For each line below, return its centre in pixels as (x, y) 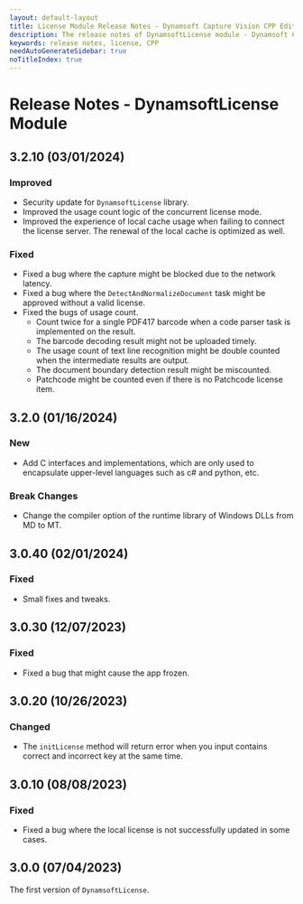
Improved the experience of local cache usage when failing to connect (153, 221)
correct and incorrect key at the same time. (102, 756)
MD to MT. (42, 526)
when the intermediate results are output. (113, 360)
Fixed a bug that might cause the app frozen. (106, 673)
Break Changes (44, 496)
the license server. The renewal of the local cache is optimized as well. (154, 230)
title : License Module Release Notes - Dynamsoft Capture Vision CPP (143, 26)
